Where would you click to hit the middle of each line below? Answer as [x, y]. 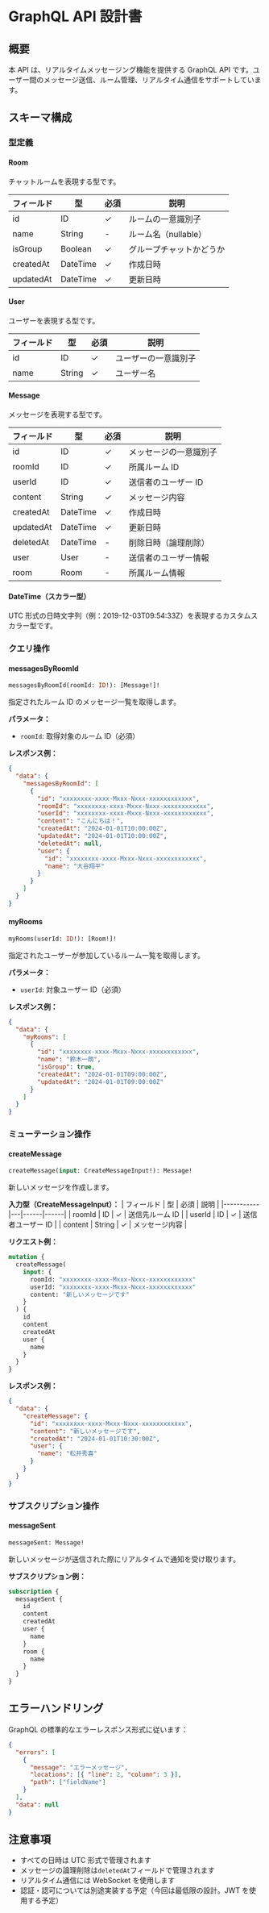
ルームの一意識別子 [165, 219]
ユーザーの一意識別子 [156, 358]
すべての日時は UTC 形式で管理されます [85, 1861]
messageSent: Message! [46, 1542]
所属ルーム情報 [157, 573]
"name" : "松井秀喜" [68, 1454]
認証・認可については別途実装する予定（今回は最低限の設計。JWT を [134, 1890]
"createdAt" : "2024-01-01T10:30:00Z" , [95, 1439]
